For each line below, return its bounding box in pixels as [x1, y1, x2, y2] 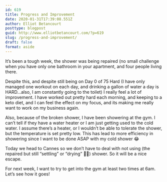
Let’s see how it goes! [5, 171, 50, 177]
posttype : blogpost [5, 26, 46, 31]
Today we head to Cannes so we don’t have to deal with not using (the [5, 145, 150, 151]
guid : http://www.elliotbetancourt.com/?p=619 [5, 30, 104, 35]
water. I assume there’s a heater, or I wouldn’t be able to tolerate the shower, [5, 125, 162, 131]
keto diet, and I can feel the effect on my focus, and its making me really [5, 99, 154, 105]
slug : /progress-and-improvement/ [5, 35, 77, 40]
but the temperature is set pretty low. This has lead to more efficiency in [5, 130, 153, 136]
